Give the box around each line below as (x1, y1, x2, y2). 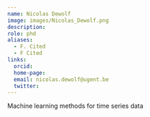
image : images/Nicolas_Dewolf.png (7, 17, 110, 24)
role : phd (7, 30, 37, 37)
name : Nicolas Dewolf (7, 10, 71, 18)
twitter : (13, 82, 40, 90)
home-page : (13, 69, 46, 76)
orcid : (13, 63, 33, 70)
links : (7, 56, 27, 63)
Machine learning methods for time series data (7, 101, 144, 110)
